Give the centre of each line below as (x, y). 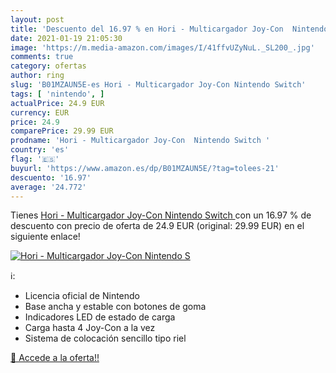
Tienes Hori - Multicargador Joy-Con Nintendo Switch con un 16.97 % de (161, 215)
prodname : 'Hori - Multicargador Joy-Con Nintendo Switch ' (140, 141)
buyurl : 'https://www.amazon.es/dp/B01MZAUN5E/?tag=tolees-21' (145, 168)
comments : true (42, 57)
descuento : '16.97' (51, 177)
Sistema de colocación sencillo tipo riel (105, 338)
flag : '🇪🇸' (35, 159)
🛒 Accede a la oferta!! (55, 358)
